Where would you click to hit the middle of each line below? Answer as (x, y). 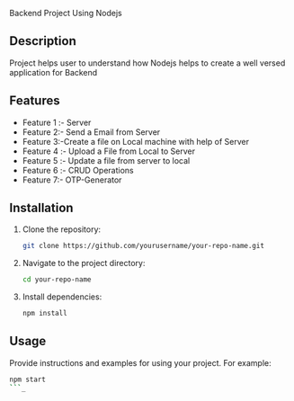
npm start (28, 379)
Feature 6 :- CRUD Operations (78, 170)
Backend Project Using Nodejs (66, 13)
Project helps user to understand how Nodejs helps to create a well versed (147, 63)
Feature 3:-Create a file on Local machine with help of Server (136, 141)
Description (43, 41)
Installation (41, 208)
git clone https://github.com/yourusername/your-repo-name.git (143, 246)
